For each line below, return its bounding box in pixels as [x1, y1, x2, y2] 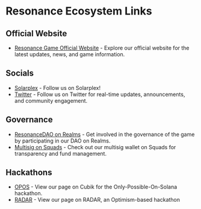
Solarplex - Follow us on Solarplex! [14, 84, 100, 91]
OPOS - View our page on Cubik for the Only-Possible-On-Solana [14, 183, 178, 191]
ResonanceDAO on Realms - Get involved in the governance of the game [14, 130, 195, 138]
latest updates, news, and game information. [14, 51, 125, 58]
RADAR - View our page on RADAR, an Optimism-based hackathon [14, 196, 181, 204]
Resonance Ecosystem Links [5, 4, 152, 18]
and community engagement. [14, 97, 88, 104]
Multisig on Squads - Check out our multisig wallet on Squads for [14, 143, 176, 150]
